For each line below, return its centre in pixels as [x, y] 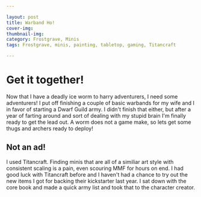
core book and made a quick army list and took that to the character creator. [101, 187]
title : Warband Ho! [31, 23]
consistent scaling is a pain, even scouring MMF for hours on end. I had [95, 168]
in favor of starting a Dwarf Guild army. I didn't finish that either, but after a [99, 109]
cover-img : [20, 28]
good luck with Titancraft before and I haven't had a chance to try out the [97, 174]
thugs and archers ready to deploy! [50, 128]
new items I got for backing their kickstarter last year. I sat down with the [96, 181]
